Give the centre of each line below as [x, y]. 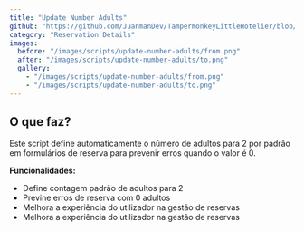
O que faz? [40, 122]
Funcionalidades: [43, 171]
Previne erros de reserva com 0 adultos [96, 198]
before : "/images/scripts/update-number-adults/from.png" [129, 52]
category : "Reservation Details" [72, 34]
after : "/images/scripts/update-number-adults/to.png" [123, 60]
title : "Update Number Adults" [68, 18]
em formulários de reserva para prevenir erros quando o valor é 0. [133, 153]
